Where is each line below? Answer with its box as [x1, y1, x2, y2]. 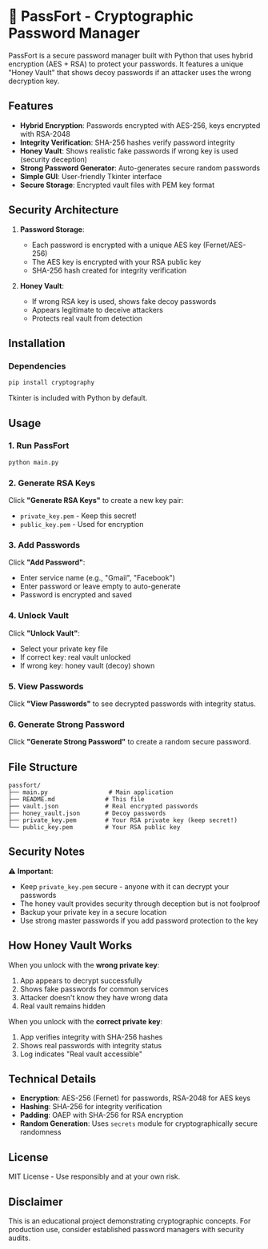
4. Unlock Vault [8, 610, 70, 621]
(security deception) [19, 154, 88, 164]
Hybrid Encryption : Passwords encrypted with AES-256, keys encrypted [19, 120, 261, 130]
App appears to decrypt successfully [19, 976, 142, 985]
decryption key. [8, 76, 60, 86]
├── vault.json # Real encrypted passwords [8, 802, 198, 810]
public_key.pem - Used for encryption [19, 519, 144, 529]
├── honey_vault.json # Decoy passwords [8, 809, 166, 817]
